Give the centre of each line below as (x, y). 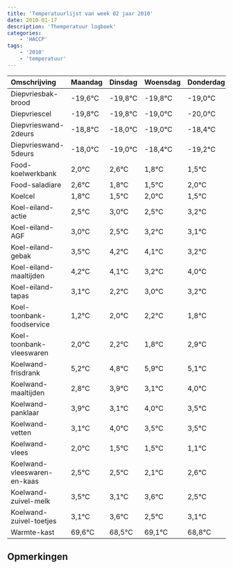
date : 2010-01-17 (32, 20)
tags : (15, 46)
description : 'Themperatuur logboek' (62, 26)
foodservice (30, 324)
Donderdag (206, 82)
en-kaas (25, 481)
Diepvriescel (31, 114)
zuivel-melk (31, 501)
